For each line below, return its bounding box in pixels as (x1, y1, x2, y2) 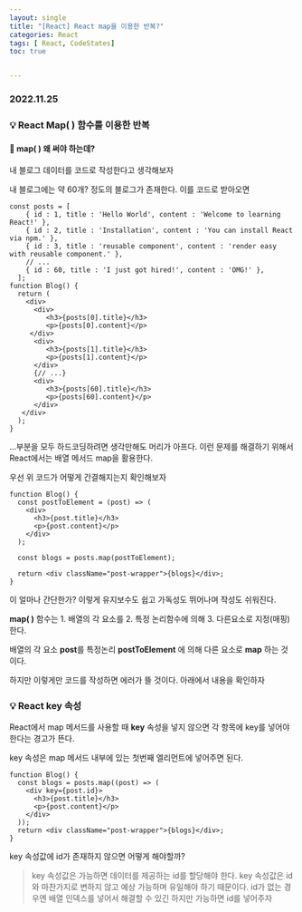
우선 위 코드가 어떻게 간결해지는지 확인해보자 (9, 472, 167, 483)
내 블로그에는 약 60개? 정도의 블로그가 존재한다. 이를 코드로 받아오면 (9, 184, 250, 195)
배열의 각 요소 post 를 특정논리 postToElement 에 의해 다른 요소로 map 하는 (9, 645, 279, 655)
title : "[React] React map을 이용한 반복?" (9, 22, 165, 31)
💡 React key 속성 (9, 700, 82, 713)
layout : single (9, 13, 67, 23)
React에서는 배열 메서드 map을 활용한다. (9, 452, 154, 463)
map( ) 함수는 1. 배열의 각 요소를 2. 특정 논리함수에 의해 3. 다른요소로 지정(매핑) (9, 614, 291, 625)
